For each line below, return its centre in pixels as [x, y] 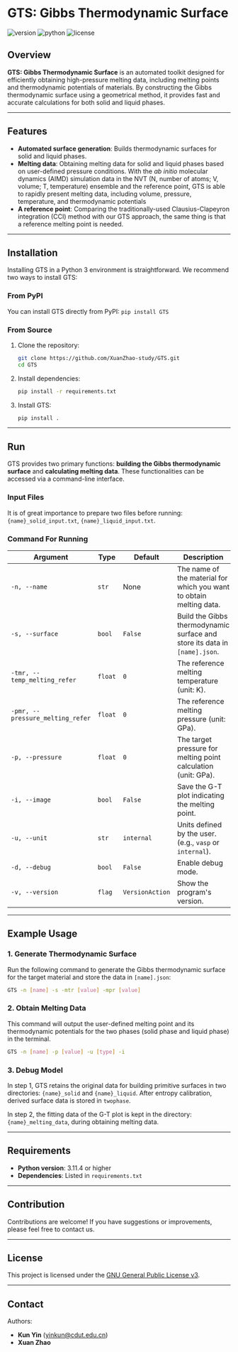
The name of [198, 569]
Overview [29, 55]
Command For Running [48, 539]
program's [194, 892]
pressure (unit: [201, 719]
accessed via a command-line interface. [66, 479]
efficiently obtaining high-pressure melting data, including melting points [113, 80]
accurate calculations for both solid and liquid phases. [86, 102]
